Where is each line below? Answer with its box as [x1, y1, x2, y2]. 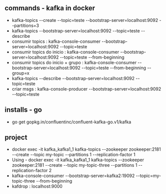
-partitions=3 [11, 22, 39, 28]
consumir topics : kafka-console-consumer [11, 38, 101, 44]
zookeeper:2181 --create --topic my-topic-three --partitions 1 [11, 162, 138, 168]
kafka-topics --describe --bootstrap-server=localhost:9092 [11, 75, 135, 81]
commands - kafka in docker [4, 4, 95, 12]
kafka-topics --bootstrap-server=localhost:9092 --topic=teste [11, 27, 140, 34]
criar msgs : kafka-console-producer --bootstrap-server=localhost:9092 [11, 86, 162, 92]
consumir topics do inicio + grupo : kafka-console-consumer [11, 59, 137, 65]
